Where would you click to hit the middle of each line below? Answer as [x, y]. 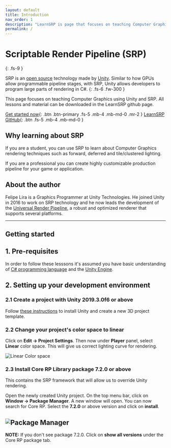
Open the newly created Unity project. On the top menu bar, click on [77, 395]
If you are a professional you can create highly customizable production [81, 163]
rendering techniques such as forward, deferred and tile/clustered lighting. [83, 153]
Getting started [30, 234]
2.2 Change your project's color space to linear [65, 330]
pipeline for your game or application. [45, 168]
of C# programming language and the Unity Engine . [59, 269]
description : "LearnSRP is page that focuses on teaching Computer [78, 24]
